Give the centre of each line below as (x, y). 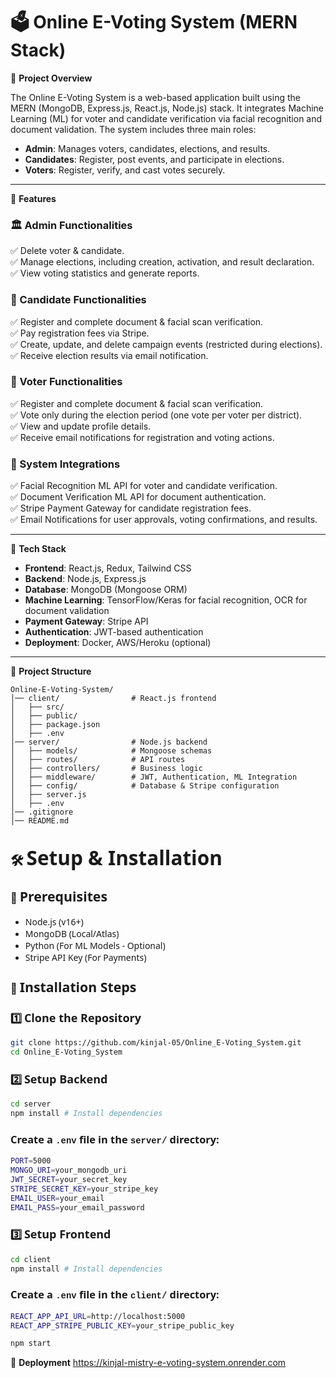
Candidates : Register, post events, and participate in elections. (154, 159)
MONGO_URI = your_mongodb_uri (69, 1170)
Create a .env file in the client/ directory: (115, 1295)
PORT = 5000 (31, 1161)
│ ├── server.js (48, 795)
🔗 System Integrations (65, 464)
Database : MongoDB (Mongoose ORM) (106, 590)
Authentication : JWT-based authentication (114, 632)
